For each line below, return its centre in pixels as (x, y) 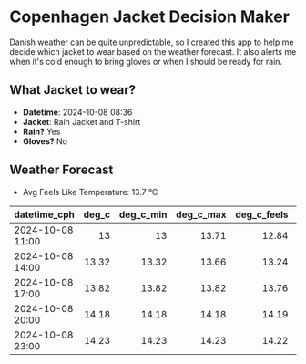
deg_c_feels (262, 214)
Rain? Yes (41, 131)
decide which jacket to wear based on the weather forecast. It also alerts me (153, 51)
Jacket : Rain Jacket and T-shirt (82, 121)
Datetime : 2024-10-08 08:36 (77, 112)
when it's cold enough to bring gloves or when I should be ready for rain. (146, 61)
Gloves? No (45, 141)
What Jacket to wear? (73, 90)
